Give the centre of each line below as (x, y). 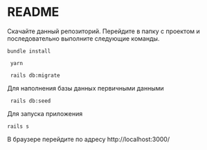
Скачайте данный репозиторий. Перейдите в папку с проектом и (104, 31)
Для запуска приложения (45, 113)
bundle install (29, 51)
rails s (18, 126)
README (33, 12)
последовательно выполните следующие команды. (83, 38)
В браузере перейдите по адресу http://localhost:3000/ (89, 139)
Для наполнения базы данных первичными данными (85, 88)
